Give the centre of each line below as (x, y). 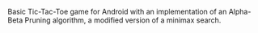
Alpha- (240, 12)
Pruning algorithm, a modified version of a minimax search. (123, 20)
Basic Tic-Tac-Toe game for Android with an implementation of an (117, 12)
